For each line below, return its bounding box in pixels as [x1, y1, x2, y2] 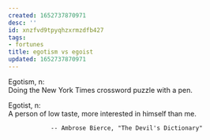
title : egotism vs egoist [8, 48, 93, 56]
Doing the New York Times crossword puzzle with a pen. [8, 85, 193, 94]
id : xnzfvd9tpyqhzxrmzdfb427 [8, 26, 104, 34]
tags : [8, 33, 26, 42]
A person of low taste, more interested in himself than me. [8, 109, 197, 118]
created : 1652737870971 [8, 11, 87, 20]
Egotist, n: [8, 100, 41, 110]
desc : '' [8, 19, 37, 27]
